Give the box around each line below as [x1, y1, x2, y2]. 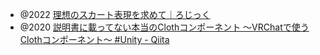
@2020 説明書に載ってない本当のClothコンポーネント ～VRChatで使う [19, 21, 310, 33]
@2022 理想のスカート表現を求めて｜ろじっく [19, 9, 211, 20]
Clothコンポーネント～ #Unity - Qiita [19, 34, 170, 45]
